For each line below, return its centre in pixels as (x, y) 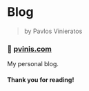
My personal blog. (33, 64)
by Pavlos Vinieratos (53, 31)
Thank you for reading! (41, 79)
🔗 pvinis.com (29, 49)
